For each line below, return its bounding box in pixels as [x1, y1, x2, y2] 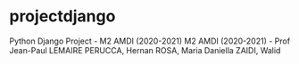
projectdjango [9, 6, 116, 27]
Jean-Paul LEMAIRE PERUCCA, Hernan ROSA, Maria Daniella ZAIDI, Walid [9, 44, 281, 55]
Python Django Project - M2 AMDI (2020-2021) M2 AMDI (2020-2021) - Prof [9, 36, 291, 46]
